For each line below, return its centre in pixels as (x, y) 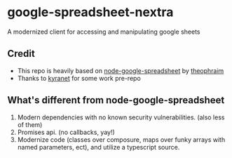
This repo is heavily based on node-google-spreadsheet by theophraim (121, 70)
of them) (30, 124)
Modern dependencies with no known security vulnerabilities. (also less (121, 117)
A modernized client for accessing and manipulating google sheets (104, 32)
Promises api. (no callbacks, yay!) (66, 132)
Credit (21, 54)
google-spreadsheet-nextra (90, 12)
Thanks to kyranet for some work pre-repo (79, 78)
